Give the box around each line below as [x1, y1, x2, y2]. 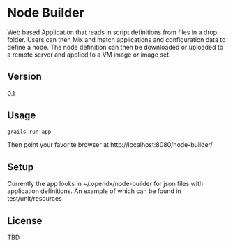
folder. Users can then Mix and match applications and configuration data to [7, 35, 226, 43]
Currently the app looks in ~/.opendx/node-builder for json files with [7, 180, 204, 188]
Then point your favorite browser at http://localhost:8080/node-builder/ [7, 141, 213, 149]
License [7, 215, 43, 227]
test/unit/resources [7, 195, 63, 203]
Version [7, 71, 42, 83]
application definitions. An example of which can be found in [7, 187, 181, 195]
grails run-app [7, 128, 52, 135]
